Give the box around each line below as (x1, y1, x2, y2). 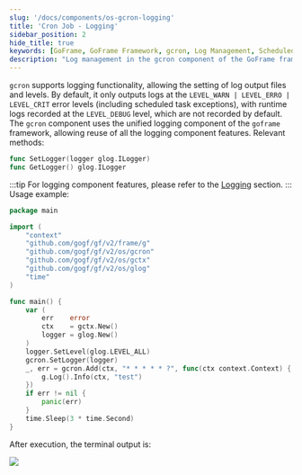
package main (9, 206, 58, 215)
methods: (9, 137, 45, 148)
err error (41, 314, 91, 323)
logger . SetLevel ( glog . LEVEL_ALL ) (25, 347, 151, 356)
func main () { (9, 297, 63, 306)
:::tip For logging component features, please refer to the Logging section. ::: (9, 179, 292, 190)
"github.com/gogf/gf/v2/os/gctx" (25, 255, 151, 265)
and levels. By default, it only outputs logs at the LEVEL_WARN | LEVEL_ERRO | (9, 89, 290, 100)
